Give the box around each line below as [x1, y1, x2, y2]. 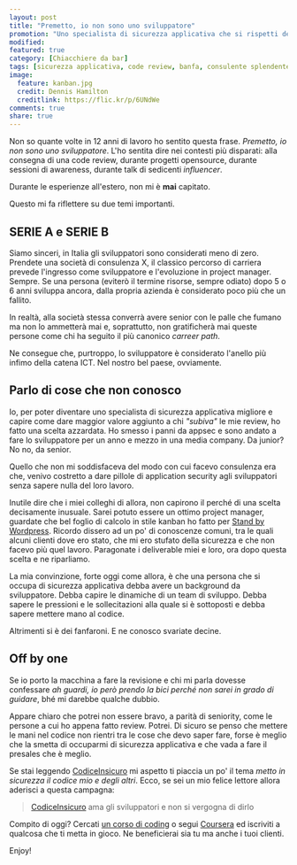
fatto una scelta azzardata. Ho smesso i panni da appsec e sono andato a [9, 425, 277, 436]
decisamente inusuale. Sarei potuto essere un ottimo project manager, [9, 506, 265, 517]
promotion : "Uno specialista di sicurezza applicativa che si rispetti [9, 29, 278, 38]
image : [9, 71, 34, 80]
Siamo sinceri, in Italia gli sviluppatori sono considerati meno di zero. [9, 247, 259, 258]
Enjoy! [9, 845, 33, 855]
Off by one [9, 652, 68, 667]
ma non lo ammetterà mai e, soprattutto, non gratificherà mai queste [9, 321, 258, 332]
